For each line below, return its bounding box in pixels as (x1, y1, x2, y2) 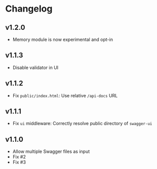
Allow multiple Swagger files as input (12, 148, 90, 154)
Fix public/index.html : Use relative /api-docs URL (12, 92, 118, 98)
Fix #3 (12, 159, 26, 165)
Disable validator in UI (12, 64, 59, 71)
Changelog (5, 3, 53, 15)
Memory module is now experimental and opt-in (12, 36, 113, 42)
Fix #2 (12, 154, 26, 160)
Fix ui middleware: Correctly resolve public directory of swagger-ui (12, 121, 152, 127)
